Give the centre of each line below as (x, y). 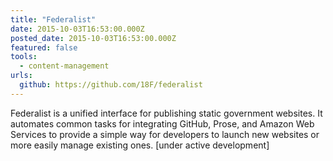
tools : (24, 57)
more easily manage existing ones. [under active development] (140, 145)
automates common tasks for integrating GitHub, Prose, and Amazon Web (162, 123)
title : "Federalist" (53, 19)
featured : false (44, 47)
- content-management (64, 66)
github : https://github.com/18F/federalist (111, 85)
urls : (21, 76)
